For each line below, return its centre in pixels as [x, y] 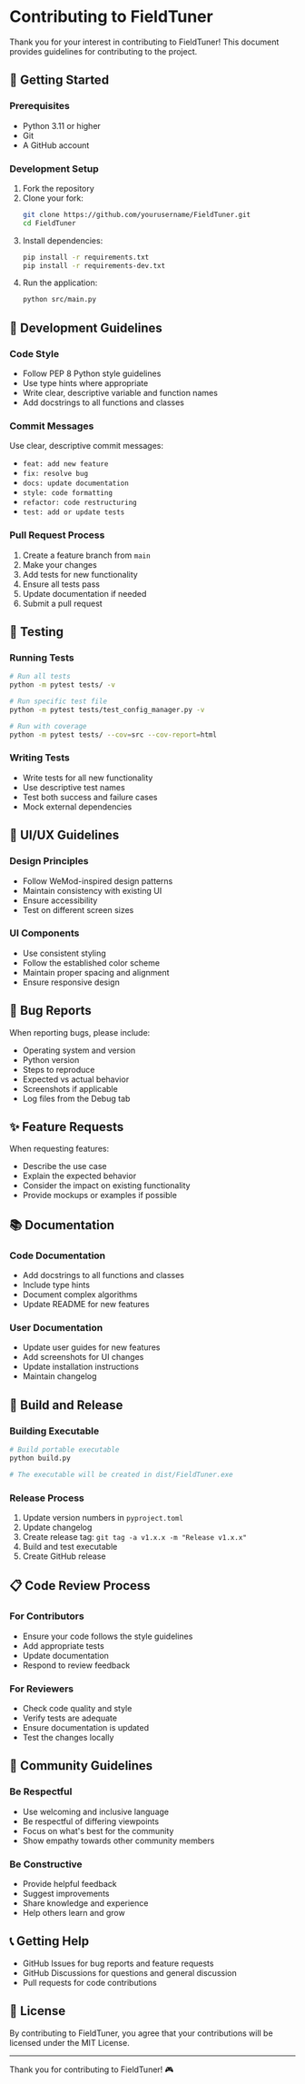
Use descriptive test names [74, 787]
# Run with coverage [49, 726]
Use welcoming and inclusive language [96, 1811]
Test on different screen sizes [78, 909]
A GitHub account [56, 145]
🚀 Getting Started [59, 80]
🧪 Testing [37, 632]
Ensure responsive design [71, 982]
